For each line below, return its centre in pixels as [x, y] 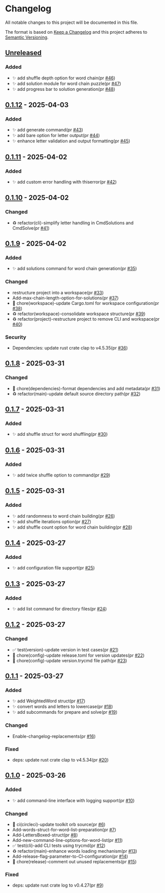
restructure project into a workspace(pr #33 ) [58, 292]
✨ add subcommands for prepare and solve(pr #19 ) [65, 712]
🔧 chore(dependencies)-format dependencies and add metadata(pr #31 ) [86, 388]
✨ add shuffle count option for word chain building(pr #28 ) [72, 527]
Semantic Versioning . [27, 37]
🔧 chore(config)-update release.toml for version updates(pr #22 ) [78, 655]
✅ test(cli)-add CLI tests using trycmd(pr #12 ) [59, 846]
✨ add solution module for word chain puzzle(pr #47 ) [67, 83]
